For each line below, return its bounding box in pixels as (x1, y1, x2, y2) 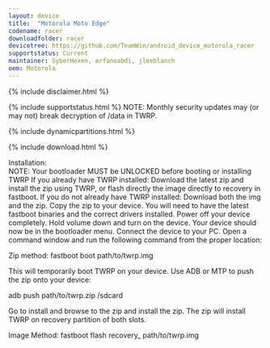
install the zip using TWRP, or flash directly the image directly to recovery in (8, 183, 261, 193)
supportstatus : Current (8, 49, 89, 57)
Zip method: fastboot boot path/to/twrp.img (8, 250, 154, 260)
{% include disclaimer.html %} (8, 86, 109, 96)
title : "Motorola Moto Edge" (8, 19, 111, 27)
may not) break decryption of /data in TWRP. (8, 111, 158, 120)
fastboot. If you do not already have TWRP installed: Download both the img (8, 191, 261, 202)
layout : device (8, 11, 60, 20)
